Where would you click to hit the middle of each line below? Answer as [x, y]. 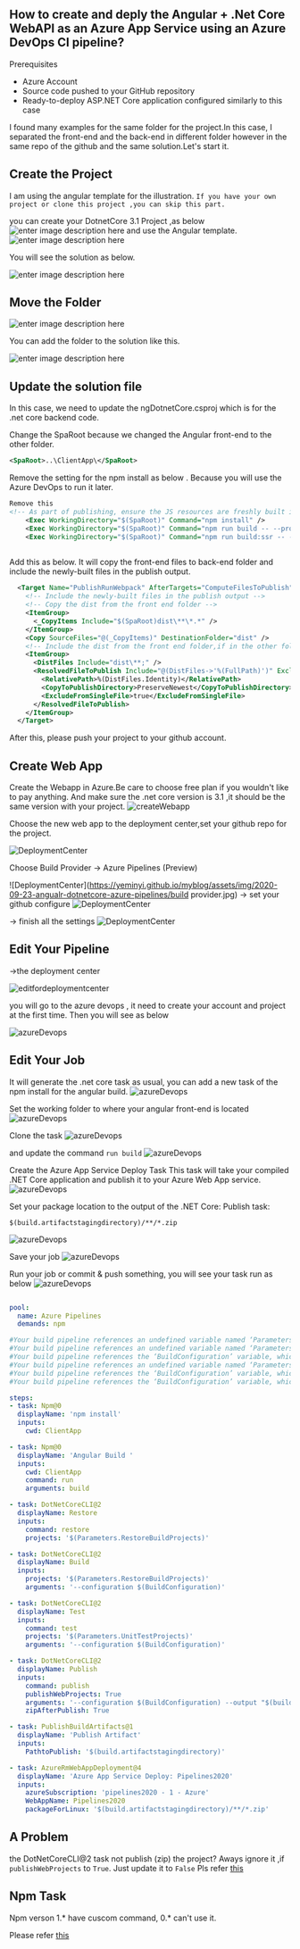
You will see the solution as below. [72, 257]
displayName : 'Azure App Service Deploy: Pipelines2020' [125, 1776]
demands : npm [42, 1324]
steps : [21, 1398]
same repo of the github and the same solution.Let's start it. [119, 146]
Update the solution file [76, 386]
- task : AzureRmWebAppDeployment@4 [75, 1768]
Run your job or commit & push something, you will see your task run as [141, 1274]
